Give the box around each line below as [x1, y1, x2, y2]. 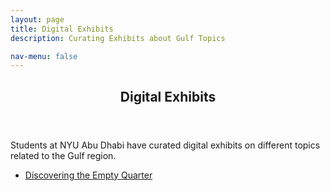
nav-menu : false [10, 51, 78, 61]
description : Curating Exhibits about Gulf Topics [10, 33, 226, 43]
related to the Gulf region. [10, 149, 117, 161]
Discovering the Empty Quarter [24, 169, 153, 181]
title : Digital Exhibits [10, 24, 114, 34]
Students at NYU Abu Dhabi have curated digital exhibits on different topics [10, 139, 321, 151]
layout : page [10, 14, 65, 25]
